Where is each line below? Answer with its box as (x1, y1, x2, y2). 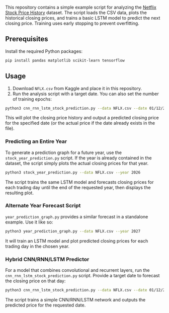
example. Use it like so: (5, 219, 53, 225)
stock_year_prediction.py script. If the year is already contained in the (5, 154, 152, 161)
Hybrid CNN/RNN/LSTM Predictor (5, 256, 90, 263)
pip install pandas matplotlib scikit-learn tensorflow (5, 58, 125, 63)
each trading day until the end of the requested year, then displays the (5, 184, 151, 190)
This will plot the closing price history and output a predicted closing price (5, 115, 159, 121)
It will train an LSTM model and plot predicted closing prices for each (5, 238, 148, 244)
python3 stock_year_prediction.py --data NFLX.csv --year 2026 (5, 170, 141, 175)
